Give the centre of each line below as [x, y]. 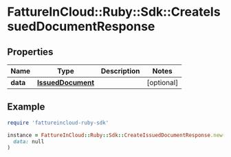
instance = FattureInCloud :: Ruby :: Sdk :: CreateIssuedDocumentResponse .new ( [117, 135]
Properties [30, 52]
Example [26, 107]
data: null [29, 141]
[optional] [163, 83]
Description [120, 71]
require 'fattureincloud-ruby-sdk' [58, 123]
